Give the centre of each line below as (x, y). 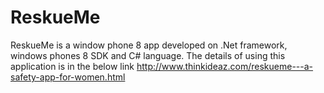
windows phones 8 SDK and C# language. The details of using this (148, 55)
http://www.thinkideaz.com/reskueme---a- (225, 66)
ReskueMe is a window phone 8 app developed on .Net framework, (149, 45)
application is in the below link (72, 66)
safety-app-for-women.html (68, 77)
